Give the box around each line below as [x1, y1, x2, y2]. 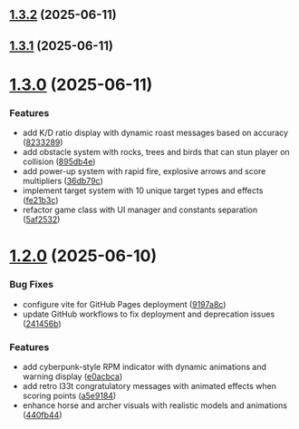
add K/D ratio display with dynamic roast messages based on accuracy [22, 127, 288, 139]
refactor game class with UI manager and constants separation [22, 204, 258, 216]
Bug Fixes [9, 278, 54, 291]
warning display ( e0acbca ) [22, 371, 123, 382]
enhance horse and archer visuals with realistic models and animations [22, 400, 288, 411]
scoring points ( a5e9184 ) [22, 390, 117, 402]
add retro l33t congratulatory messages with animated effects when [22, 381, 276, 392]
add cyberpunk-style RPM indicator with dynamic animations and [22, 362, 267, 373]
